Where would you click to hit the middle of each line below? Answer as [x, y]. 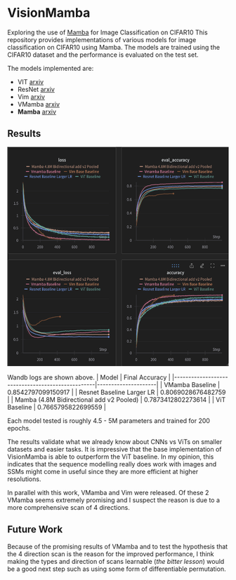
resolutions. [24, 479]
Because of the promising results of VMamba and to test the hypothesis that [118, 546]
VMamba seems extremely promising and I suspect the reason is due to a [113, 500]
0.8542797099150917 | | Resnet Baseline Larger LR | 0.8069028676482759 [117, 392]
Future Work [35, 530]
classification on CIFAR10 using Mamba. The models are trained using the [113, 47]
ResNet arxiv [36, 89]
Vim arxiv [31, 97]
